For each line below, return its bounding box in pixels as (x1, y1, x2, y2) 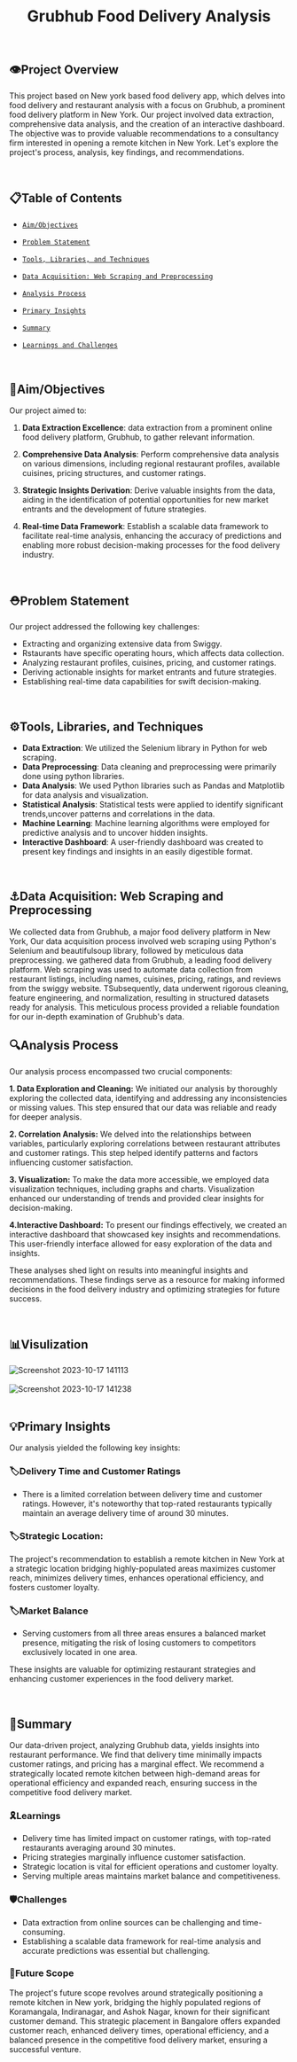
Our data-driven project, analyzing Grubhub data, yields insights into (9, 1739, 260, 1750)
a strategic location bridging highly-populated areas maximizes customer (9, 1563, 277, 1574)
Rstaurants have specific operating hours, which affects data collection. (21, 648, 285, 659)
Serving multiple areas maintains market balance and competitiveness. (21, 1871, 281, 1881)
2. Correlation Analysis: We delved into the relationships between (9, 1129, 252, 1139)
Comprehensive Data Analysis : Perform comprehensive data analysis (21, 449, 279, 460)
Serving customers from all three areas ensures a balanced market (21, 1629, 266, 1639)
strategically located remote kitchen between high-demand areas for (9, 1768, 261, 1778)
